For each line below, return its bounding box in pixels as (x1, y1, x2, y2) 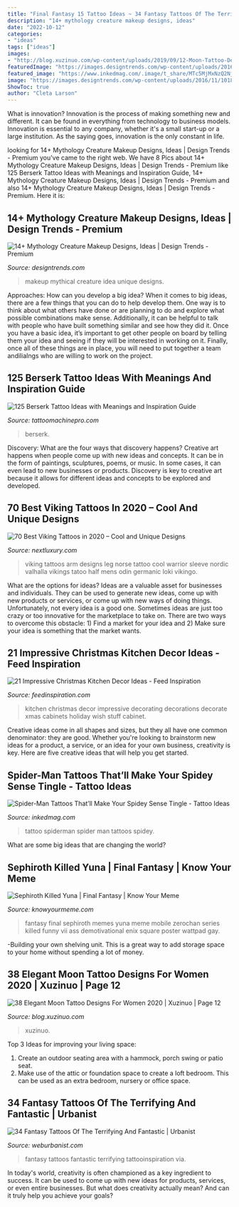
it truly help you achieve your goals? (7, 1191, 114, 1200)
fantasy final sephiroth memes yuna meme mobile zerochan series (24, 919, 221, 927)
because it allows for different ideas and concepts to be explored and (7, 474, 211, 482)
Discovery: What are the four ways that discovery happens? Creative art (7, 443, 219, 452)
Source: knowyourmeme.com (7, 905, 94, 914)
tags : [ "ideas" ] (7, 43, 55, 51)
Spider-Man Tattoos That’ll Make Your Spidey (7, 769, 213, 781)
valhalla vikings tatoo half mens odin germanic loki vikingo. (24, 567, 198, 575)
